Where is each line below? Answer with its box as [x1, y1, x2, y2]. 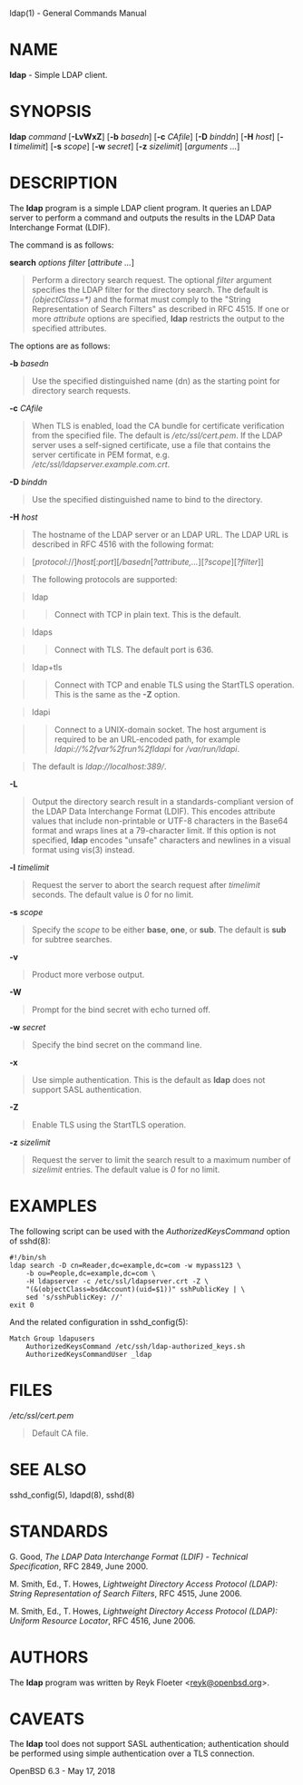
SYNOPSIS [9, 102, 93, 122]
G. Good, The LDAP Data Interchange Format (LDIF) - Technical [9, 1551, 249, 1562]
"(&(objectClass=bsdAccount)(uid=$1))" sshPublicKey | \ [25, 1284, 246, 1293]
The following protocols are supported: [31, 573, 178, 584]
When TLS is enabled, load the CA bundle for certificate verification [31, 420, 285, 431]
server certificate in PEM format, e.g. [31, 449, 171, 460]
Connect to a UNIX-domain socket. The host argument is [54, 724, 267, 735]
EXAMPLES [9, 1196, 97, 1216]
